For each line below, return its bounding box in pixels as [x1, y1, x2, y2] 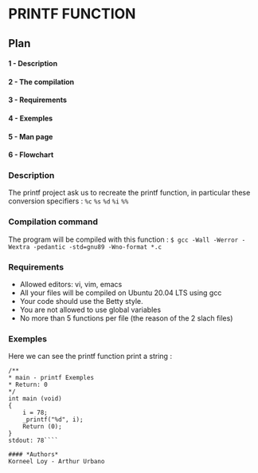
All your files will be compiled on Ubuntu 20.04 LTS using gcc [19, 288, 222, 298]
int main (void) [8, 395, 62, 403]
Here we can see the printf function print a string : [8, 352, 173, 361]
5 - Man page [8, 132, 53, 141]
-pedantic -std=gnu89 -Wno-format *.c [33, 242, 162, 251]
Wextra [8, 242, 30, 251]
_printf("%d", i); [22, 416, 84, 424]
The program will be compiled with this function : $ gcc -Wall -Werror [8, 235, 239, 244]
